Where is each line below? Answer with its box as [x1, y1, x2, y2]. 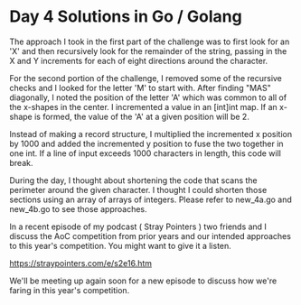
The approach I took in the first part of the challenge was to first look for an [9, 36, 290, 47]
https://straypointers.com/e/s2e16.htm [9, 257, 152, 268]
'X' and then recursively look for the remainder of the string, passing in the [9, 45, 287, 56]
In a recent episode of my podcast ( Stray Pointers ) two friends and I [9, 221, 267, 232]
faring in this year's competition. [9, 284, 130, 295]
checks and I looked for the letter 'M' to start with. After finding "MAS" [9, 82, 271, 93]
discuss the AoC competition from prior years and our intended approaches [9, 230, 292, 241]
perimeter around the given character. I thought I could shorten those [9, 184, 268, 195]
